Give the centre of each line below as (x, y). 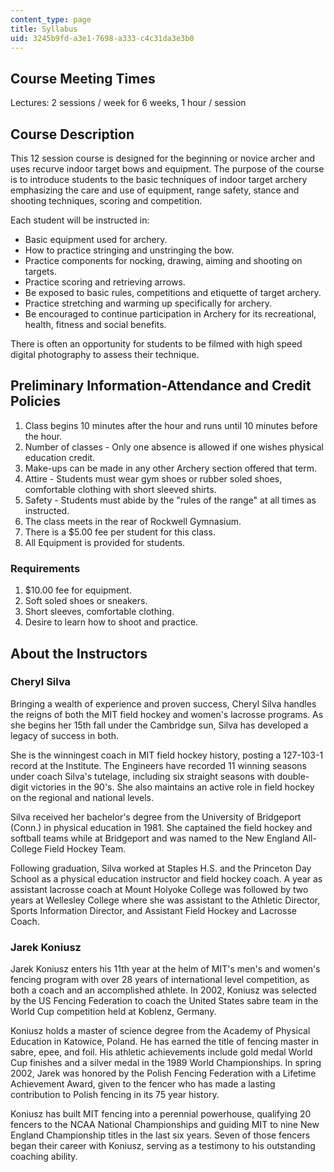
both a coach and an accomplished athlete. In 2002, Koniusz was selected (163, 990)
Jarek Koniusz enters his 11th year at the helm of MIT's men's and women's (165, 969)
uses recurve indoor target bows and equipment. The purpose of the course (167, 169)
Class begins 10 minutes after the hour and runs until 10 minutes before (171, 425)
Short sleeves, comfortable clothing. (99, 612)
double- (293, 776)
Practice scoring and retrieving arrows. (105, 282)
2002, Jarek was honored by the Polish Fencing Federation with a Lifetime (163, 1073)
